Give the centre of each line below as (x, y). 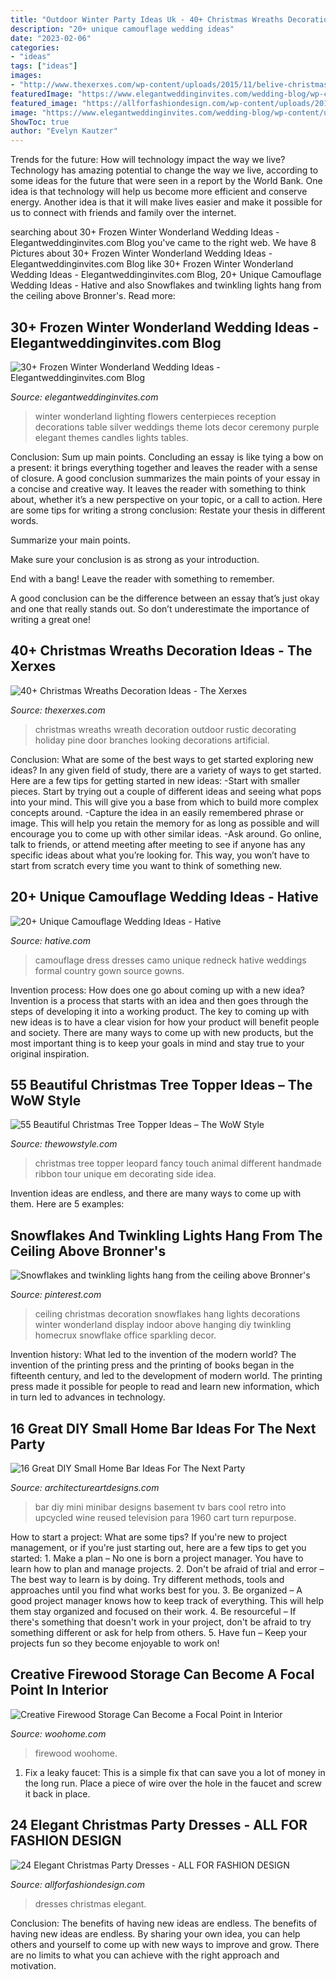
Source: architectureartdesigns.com (85, 1487)
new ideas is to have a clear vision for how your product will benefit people (165, 1022)
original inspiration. (50, 1053)
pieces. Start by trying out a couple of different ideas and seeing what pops (166, 791)
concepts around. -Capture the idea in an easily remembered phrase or (157, 812)
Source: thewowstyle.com (64, 1144)
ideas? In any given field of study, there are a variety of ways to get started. (166, 770)
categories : (35, 47)
